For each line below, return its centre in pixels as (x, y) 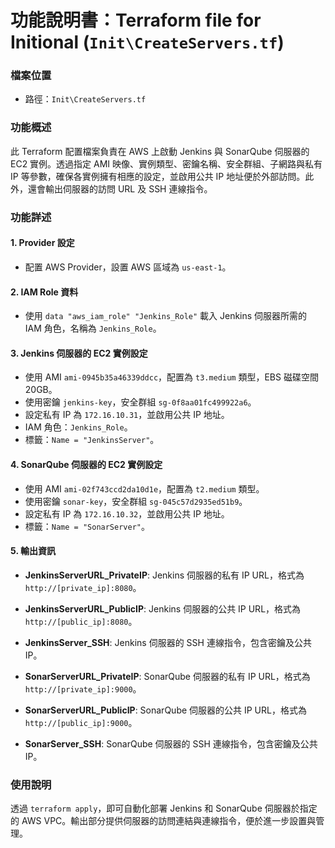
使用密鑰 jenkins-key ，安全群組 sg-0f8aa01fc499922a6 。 (140, 402)
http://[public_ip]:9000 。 (81, 722)
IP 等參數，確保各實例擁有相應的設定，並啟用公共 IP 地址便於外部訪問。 (158, 176)
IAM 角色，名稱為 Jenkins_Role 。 (93, 328)
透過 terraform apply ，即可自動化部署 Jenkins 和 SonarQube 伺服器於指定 (164, 808)
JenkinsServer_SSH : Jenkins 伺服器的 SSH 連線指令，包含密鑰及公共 (168, 642)
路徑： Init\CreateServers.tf (85, 99)
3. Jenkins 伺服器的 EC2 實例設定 (79, 353)
